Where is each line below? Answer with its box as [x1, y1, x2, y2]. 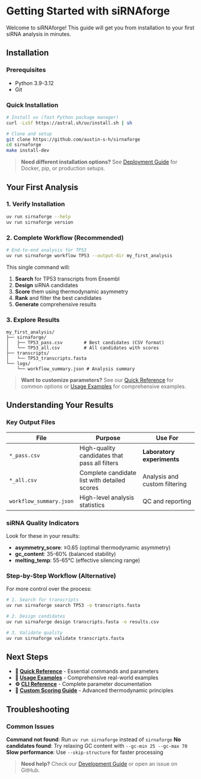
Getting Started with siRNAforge [6, 4, 170, 18]
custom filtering [142, 480, 187, 488]
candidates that [79, 451, 124, 459]
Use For [156, 434, 179, 442]
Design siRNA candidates [14, 281, 78, 288]
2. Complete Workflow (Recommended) [6, 233, 124, 242]
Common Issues [6, 722, 55, 730]
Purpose [95, 434, 121, 442]
